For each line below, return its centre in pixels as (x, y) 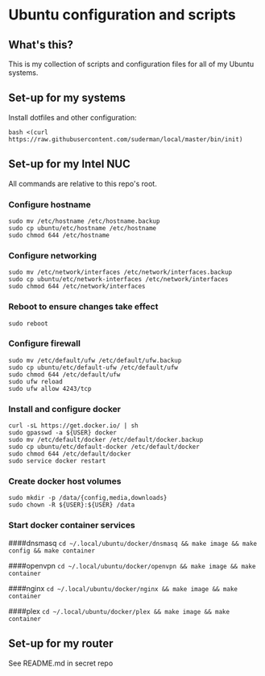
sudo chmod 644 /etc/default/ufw (64, 374)
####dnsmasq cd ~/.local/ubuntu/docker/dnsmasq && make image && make (133, 543)
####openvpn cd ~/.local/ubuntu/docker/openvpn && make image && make (132, 565)
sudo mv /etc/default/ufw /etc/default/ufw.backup (95, 360)
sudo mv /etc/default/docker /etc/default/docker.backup (106, 440)
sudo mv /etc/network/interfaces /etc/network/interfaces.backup (120, 272)
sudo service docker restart (57, 461)
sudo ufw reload (35, 381)
